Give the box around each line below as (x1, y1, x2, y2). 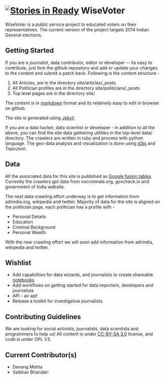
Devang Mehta (12, 364, 43, 370)
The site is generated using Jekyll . (5, 115, 76, 121)
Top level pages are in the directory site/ (12, 90, 95, 96)
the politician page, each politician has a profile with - (5, 204, 115, 210)
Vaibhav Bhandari (12, 369, 49, 375)
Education (12, 219, 33, 225)
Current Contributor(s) (5, 351, 77, 359)
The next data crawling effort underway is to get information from (5, 193, 140, 199)
